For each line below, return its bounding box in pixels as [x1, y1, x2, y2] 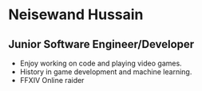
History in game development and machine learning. [19, 67, 192, 77]
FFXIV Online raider [19, 76, 85, 85]
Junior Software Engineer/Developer [8, 38, 195, 51]
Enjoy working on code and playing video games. [19, 58, 182, 68]
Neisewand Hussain [8, 6, 144, 24]
